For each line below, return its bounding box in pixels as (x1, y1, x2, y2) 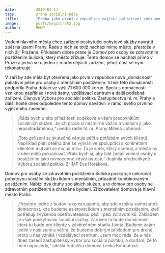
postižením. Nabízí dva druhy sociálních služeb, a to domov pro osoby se (5, 181, 153, 187)
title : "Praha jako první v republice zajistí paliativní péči (5, 16, 153, 21)
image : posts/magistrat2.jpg (5, 21, 80, 26)
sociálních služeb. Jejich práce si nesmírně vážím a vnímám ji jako (17, 121, 151, 126)
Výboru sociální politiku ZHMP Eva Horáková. (17, 161, 109, 167)
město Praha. (5, 192, 32, 198)
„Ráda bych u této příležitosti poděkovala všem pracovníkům (17, 115, 140, 121)
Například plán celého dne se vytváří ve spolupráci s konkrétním (17, 140, 147, 146)
